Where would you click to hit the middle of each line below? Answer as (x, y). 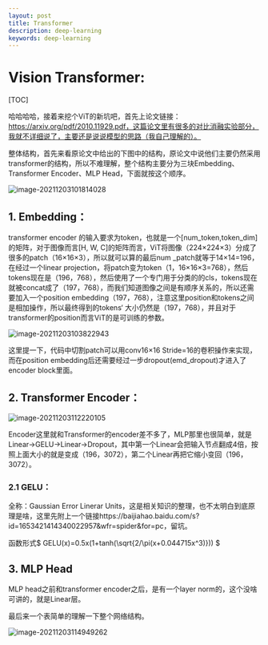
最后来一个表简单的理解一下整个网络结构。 (78, 616)
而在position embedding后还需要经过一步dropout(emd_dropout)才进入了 (127, 360)
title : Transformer (41, 23)
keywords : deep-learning (50, 38)
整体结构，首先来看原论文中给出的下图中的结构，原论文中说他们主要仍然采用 (134, 154)
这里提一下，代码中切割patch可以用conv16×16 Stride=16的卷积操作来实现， (133, 350)
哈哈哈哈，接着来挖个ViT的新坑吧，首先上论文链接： (95, 116)
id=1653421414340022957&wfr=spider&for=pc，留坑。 (100, 526)
